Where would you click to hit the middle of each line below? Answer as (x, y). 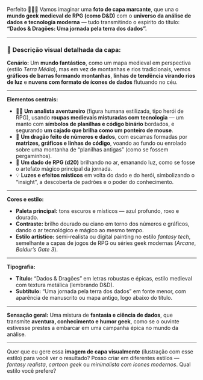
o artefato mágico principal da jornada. (64, 169)
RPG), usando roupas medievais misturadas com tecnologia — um (100, 118)
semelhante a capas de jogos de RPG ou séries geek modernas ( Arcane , (106, 243)
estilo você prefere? (32, 371)
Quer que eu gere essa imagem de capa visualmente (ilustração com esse (100, 352)
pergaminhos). (34, 156)
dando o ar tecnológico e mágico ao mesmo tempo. (80, 230)
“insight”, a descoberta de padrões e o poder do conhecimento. (95, 182)
